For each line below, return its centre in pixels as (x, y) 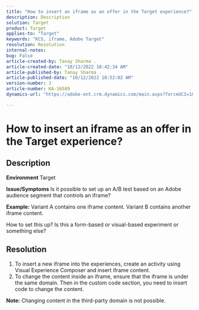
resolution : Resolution (36, 45)
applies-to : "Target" (33, 34)
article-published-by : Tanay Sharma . (54, 72)
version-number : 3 (29, 84)
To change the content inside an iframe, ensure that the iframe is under (102, 276)
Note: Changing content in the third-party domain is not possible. (86, 301)
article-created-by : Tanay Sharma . (51, 61)
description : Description (38, 17)
